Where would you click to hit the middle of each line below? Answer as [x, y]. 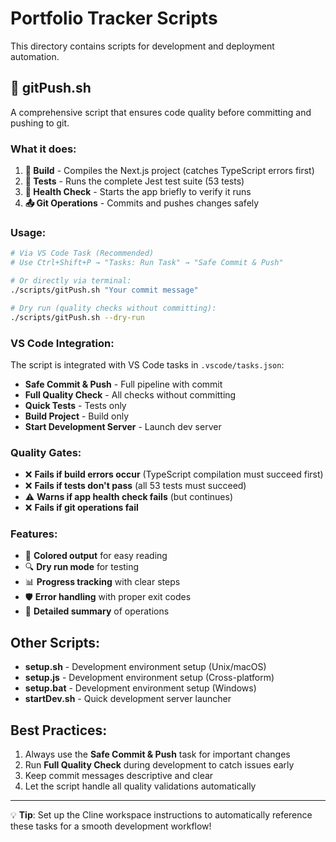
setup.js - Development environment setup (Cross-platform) [149, 678]
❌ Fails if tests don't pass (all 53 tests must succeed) [135, 486]
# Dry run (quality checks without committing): [113, 308]
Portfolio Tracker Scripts [114, 18]
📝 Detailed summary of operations [97, 611]
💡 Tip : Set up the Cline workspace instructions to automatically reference [161, 815]
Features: [34, 534]
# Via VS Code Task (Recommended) [82, 253]
